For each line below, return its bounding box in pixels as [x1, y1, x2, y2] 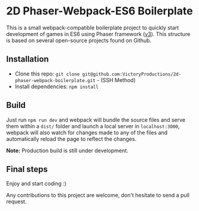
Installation [6, 54, 49, 64]
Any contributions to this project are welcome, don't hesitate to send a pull [6, 192, 190, 199]
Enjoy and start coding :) [6, 180, 67, 187]
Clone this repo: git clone [14, 70, 80, 77]
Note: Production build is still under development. [6, 147, 128, 154]
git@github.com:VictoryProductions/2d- [82, 71, 182, 77]
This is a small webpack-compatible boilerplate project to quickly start [6, 24, 179, 31]
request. [6, 198, 27, 205]
